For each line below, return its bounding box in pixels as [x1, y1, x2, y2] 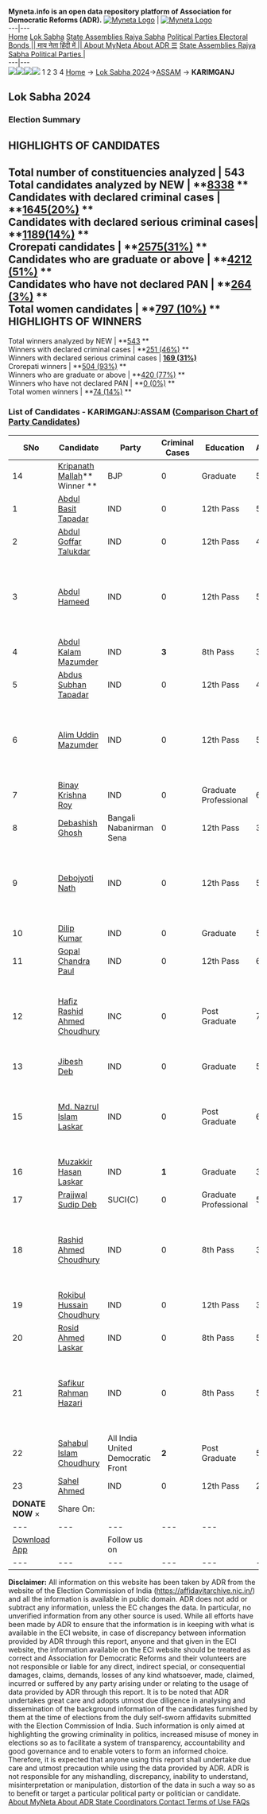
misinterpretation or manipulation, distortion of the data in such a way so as [8, 1780, 256, 1789]
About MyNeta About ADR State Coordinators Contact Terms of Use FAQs [8, 1797, 250, 1806]
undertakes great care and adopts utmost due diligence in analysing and [8, 1696, 246, 1705]
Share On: [57, 1503, 95, 1514]
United [107, 1443, 133, 1454]
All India [107, 1432, 137, 1443]
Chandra [57, 955, 91, 966]
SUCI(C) [107, 1194, 139, 1205]
